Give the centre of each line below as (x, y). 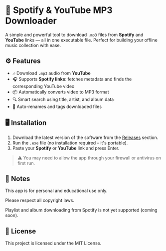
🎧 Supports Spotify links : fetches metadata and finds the (72, 79)
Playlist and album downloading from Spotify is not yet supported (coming (82, 210)
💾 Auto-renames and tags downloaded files (57, 106)
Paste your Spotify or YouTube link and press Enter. (66, 148)
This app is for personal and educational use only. (56, 191)
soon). (12, 215)
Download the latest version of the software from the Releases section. (85, 137)
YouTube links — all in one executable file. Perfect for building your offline (82, 40)
